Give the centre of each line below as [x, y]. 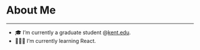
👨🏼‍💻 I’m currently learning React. [55, 41]
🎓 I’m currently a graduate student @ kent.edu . [73, 32]
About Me [31, 10]
